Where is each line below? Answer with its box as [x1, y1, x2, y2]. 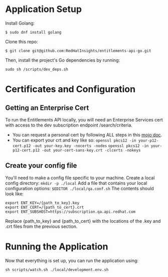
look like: [5, 191, 24, 197]
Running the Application [5, 241, 108, 252]
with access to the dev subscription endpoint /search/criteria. [5, 122, 133, 128]
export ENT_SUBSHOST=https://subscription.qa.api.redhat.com [5, 209, 136, 214]
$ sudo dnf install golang [5, 30, 62, 35]
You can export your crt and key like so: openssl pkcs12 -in [12, 137, 136, 143]
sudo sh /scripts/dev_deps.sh [5, 67, 69, 72]
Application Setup [5, 4, 82, 15]
